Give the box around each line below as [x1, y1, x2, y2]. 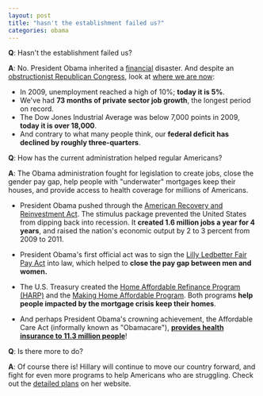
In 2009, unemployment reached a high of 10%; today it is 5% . [19, 87, 225, 97]
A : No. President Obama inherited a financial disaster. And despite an [8, 63, 234, 73]
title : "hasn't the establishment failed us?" [8, 19, 165, 27]
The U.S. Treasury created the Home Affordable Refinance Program [19, 283, 241, 292]
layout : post [8, 11, 51, 20]
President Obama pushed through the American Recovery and [19, 201, 223, 210]
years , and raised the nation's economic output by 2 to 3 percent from [19, 226, 250, 236]
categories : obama [8, 26, 69, 34]
